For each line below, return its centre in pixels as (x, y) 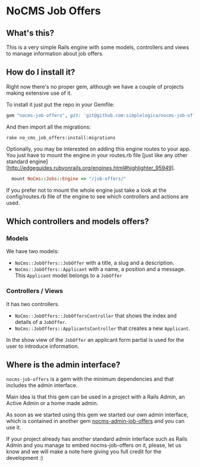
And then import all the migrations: (49, 127)
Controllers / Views (35, 291)
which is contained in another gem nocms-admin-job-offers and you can (95, 421)
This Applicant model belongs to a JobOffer (68, 276)
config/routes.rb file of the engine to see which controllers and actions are (97, 196)
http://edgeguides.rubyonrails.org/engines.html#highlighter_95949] (91, 167)
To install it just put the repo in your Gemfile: (60, 104)
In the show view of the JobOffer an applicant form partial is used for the (95, 340)
